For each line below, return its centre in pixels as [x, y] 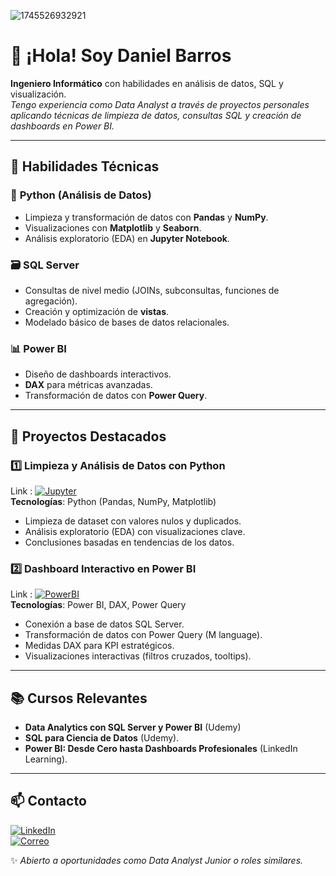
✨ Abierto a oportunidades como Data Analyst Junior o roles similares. [157, 860]
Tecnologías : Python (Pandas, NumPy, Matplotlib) [113, 501]
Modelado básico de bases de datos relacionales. [127, 322]
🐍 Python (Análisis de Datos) [81, 195]
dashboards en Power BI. [62, 126]
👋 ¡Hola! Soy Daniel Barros [121, 56]
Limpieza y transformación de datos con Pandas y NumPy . [146, 217]
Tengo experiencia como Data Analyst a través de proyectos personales [160, 104]
